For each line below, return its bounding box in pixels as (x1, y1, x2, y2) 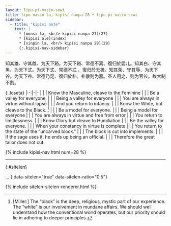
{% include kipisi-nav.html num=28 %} (5, 149, 87, 155)
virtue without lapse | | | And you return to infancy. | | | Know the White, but (5, 100, 163, 106)
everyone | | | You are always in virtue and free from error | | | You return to (5, 112, 163, 118)
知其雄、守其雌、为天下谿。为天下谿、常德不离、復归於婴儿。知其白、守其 (5, 60, 161, 66)
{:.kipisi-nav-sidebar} (18, 46, 70, 51)
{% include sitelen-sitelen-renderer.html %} (5, 184, 97, 190)
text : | (14, 27, 31, 32)
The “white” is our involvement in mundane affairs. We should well (12, 204, 152, 210)
